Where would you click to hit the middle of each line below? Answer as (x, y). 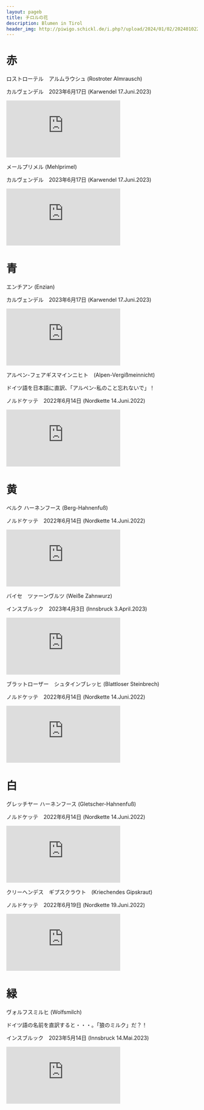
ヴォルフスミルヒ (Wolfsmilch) (44, 1012)
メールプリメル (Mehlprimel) (42, 167)
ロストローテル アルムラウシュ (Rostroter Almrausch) (74, 79)
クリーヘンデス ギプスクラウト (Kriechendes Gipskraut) (80, 892)
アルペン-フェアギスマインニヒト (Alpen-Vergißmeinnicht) (81, 375)
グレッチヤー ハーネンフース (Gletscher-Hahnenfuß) (71, 804)
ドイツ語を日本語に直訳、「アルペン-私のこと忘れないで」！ (80, 388)
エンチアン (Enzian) (31, 287)
